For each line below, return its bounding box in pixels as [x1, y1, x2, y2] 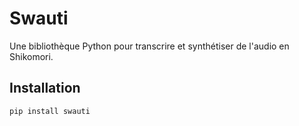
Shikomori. [9, 50, 54, 62]
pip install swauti [9, 106, 91, 116]
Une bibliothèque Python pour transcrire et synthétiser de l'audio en [9, 40, 290, 52]
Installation [9, 80, 81, 97]
